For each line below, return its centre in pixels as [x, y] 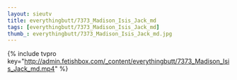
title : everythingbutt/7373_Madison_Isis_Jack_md [82, 21]
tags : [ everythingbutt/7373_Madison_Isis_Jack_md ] [83, 27]
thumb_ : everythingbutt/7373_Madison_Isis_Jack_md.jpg [90, 34]
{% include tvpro [32, 54]
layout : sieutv [30, 14]
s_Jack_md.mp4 [31, 69]
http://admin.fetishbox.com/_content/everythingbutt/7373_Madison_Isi [127, 62]
